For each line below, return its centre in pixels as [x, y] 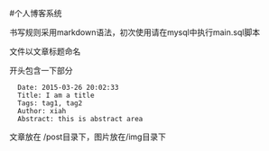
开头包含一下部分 [41, 71]
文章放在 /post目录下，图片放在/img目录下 [88, 137]
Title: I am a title [56, 95]
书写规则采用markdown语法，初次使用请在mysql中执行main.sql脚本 [134, 32]
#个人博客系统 [36, 13]
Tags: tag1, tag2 [50, 103]
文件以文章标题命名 [45, 51]
